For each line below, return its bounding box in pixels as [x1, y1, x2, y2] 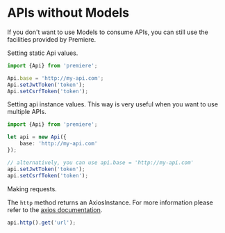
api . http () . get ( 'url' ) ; [7, 219, 76, 226]
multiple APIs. [7, 108, 47, 116]
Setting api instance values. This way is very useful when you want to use [7, 100, 219, 109]
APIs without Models [7, 5, 130, 21]
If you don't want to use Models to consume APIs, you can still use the [7, 28, 208, 36]
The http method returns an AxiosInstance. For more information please [7, 198, 214, 207]
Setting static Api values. [7, 49, 78, 57]
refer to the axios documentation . [7, 205, 103, 214]
